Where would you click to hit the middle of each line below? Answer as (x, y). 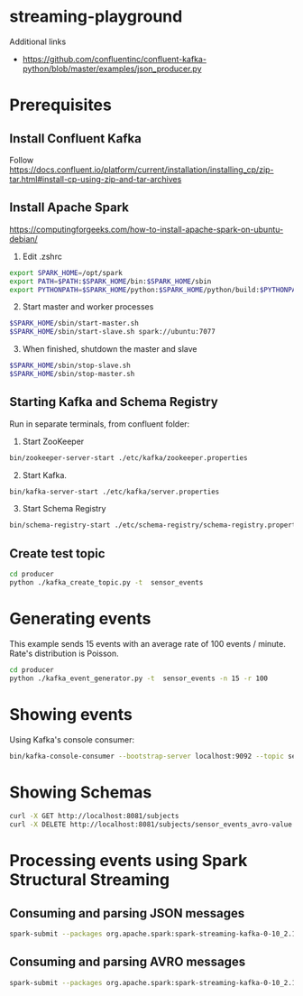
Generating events (80, 619)
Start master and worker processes (88, 307)
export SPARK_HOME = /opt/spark (66, 272)
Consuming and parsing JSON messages (127, 913)
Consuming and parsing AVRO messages (128, 962)
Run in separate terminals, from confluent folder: (100, 424)
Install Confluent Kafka (75, 138)
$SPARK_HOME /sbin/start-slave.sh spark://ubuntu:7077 (113, 332)
